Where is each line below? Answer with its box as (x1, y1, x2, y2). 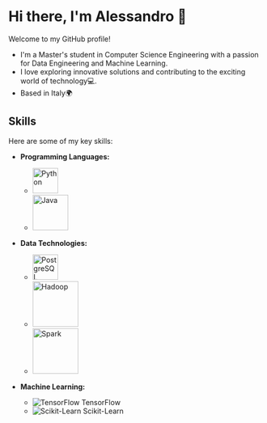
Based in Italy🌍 (19, 88, 73, 98)
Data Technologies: (19, 238, 87, 247)
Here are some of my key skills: (8, 136, 113, 146)
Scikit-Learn (83, 406, 124, 416)
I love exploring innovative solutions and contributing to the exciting (19, 66, 246, 76)
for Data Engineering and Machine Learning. (19, 58, 168, 68)
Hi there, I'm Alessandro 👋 (8, 7, 188, 26)
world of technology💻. (19, 76, 97, 86)
